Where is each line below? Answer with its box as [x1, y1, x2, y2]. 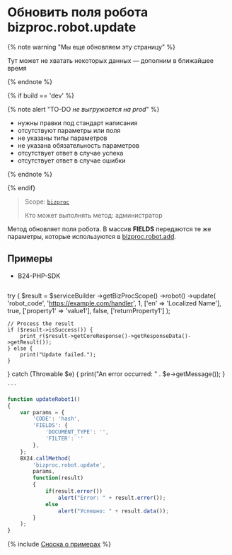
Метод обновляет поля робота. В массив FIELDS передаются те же [7, 224, 211, 233]
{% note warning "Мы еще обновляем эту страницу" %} [7, 42, 175, 51]
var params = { [20, 409, 65, 416]
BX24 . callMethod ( [20, 455, 71, 462]
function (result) [33, 474, 83, 481]
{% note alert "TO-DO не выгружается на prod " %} [7, 105, 160, 113]
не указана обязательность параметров [17, 141, 140, 149]
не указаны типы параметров [17, 134, 108, 142]
